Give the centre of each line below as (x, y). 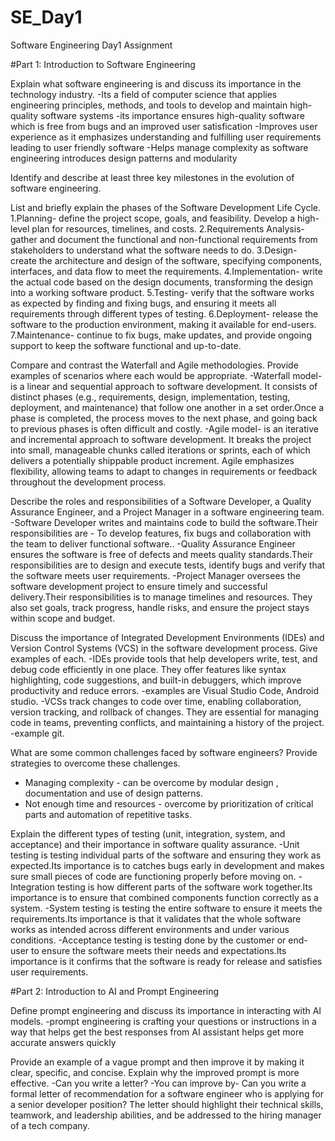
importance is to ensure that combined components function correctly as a (164, 897)
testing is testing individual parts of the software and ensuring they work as (166, 855)
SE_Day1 (46, 17)
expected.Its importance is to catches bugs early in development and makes (167, 865)
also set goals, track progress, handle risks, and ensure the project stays (160, 607)
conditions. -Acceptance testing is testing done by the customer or (148, 940)
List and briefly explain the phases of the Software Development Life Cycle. (165, 207)
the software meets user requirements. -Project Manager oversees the (155, 575)
